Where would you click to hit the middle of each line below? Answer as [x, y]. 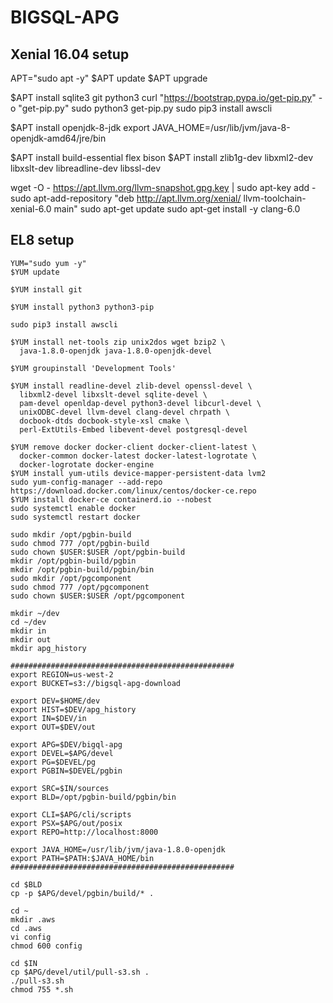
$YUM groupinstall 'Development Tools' [93, 368]
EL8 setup [42, 240]
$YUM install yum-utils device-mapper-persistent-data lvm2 [138, 473]
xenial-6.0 [31, 209]
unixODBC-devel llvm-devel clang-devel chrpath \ [124, 412]
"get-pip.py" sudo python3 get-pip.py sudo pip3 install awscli [145, 108]
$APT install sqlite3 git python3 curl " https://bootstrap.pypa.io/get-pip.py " [163, 97]
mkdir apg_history [48, 648]
